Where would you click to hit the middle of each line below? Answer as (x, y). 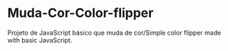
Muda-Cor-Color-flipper (81, 13)
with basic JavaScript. (40, 40)
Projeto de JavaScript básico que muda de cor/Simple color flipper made (114, 33)
